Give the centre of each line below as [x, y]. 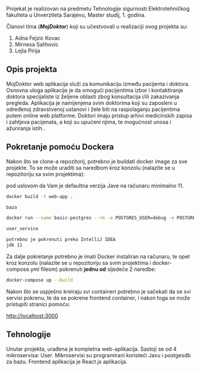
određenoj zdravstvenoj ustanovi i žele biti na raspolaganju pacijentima [93, 109]
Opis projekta [32, 69]
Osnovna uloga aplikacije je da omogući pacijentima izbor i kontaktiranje [95, 90]
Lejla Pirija [27, 51]
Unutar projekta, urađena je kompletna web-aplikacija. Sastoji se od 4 [91, 349]
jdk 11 [14, 245]
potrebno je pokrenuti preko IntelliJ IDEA [61, 240]
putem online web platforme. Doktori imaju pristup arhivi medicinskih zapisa [99, 115]
